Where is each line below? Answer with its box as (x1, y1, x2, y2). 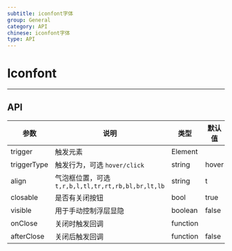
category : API (7, 23, 48, 30)
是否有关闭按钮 (55, 193, 104, 203)
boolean (171, 205, 198, 215)
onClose (10, 219, 38, 228)
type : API (7, 36, 36, 43)
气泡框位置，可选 (55, 173, 110, 183)
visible (10, 205, 32, 215)
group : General (7, 17, 51, 24)
